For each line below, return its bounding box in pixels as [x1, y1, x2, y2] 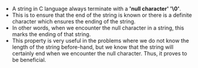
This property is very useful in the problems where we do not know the [12, 37, 190, 44]
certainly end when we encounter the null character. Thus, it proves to [12, 50, 188, 57]
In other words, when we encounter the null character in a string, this [12, 24, 185, 31]
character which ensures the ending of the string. [12, 18, 136, 25]
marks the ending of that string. [12, 31, 91, 38]
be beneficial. [12, 57, 47, 63]
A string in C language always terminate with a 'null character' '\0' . [12, 5, 182, 12]
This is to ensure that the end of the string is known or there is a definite [12, 11, 193, 19]
